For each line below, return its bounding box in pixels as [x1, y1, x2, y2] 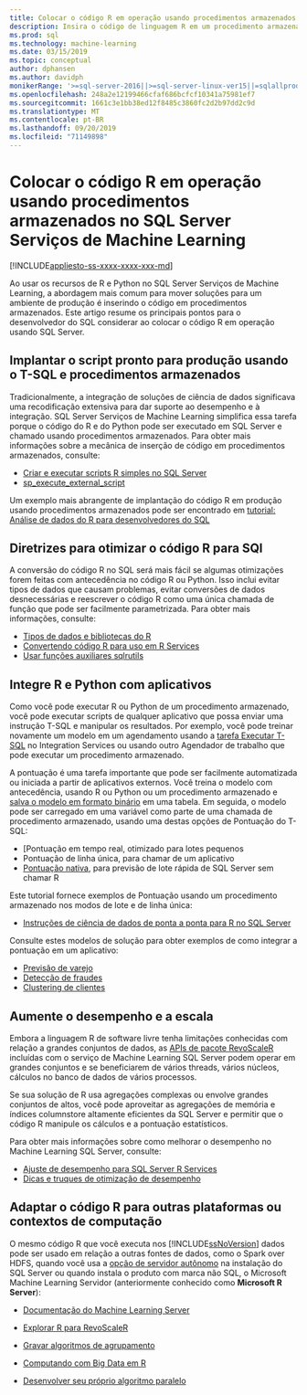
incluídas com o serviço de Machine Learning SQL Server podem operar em [9, 1052, 296, 1063]
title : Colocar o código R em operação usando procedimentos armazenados [9, 13, 297, 23]
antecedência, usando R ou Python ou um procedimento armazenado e [9, 787, 278, 798]
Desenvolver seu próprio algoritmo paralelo [22, 1375, 186, 1386]
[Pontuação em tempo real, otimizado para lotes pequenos [22, 843, 244, 854]
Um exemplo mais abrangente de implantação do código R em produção [9, 494, 282, 505]
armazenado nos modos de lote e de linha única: [9, 900, 194, 911]
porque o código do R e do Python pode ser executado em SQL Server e [9, 420, 282, 431]
